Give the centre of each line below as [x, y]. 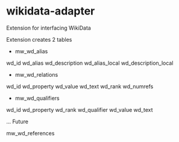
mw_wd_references [30, 133]
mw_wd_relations [36, 74]
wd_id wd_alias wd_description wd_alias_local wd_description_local [90, 63]
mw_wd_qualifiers [37, 98]
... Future [17, 121]
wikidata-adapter [51, 11]
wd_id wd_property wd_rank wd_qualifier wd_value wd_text [80, 109]
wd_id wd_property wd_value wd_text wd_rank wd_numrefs [80, 86]
